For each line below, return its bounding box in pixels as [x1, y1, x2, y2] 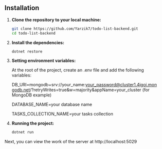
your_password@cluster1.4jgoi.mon [85, 82, 157, 88]
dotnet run [11, 130, 34, 135]
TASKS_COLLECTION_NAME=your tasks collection [11, 111, 114, 117]
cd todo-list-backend [11, 31, 55, 36]
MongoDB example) [11, 92, 52, 98]
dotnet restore [11, 49, 43, 54]
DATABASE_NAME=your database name [11, 102, 92, 108]
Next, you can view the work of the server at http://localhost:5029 [4, 139, 137, 145]
